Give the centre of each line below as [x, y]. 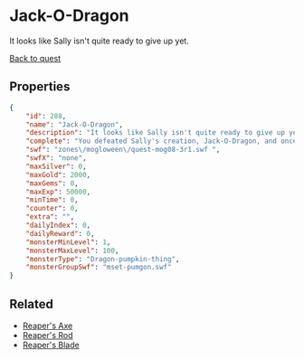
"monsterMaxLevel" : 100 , [72, 250]
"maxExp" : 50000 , [58, 192]
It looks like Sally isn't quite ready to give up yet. [100, 41]
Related [32, 304]
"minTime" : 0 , [52, 200]
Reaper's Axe [47, 326]
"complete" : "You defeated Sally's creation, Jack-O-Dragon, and [152, 141]
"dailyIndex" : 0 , [58, 225]
